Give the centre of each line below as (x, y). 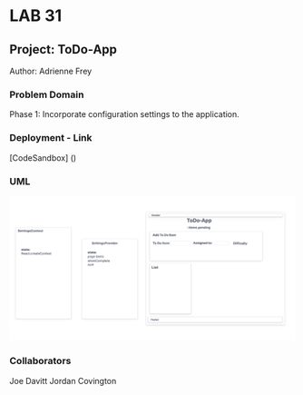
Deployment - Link (51, 138)
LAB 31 (36, 16)
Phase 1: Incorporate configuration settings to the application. (125, 114)
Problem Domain (47, 94)
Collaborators (40, 361)
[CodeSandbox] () (43, 158)
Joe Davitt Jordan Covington (63, 380)
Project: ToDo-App (64, 49)
